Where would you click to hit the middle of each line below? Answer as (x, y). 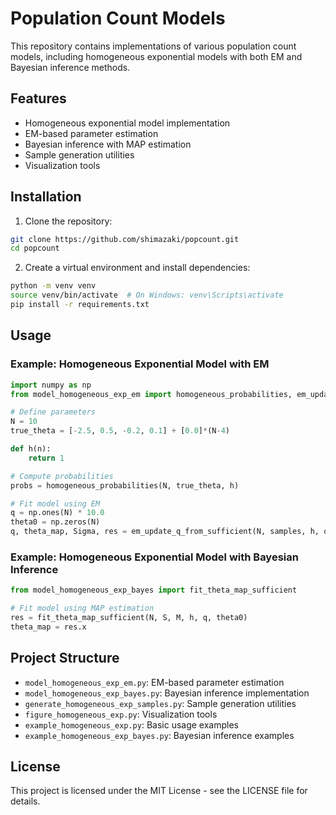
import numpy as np (51, 385)
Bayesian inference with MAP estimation (108, 144)
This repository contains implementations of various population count (153, 46)
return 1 (46, 458)
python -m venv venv (53, 286)
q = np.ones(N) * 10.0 (57, 513)
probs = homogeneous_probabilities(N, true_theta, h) (125, 485)
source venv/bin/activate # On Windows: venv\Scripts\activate (147, 295)
